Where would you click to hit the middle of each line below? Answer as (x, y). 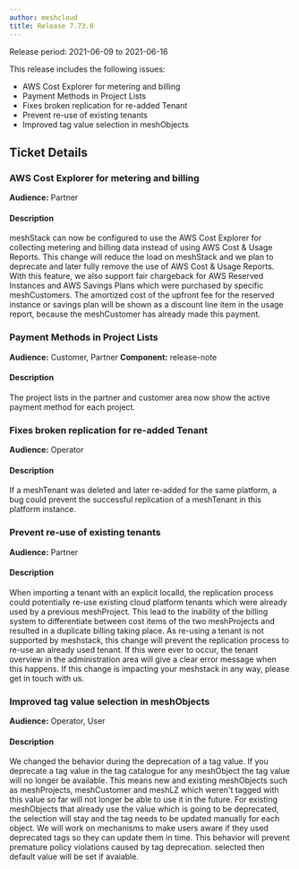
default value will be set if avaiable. (74, 856)
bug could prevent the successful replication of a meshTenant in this (136, 500)
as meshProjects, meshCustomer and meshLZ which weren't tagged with (144, 790)
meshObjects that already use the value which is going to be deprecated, (144, 809)
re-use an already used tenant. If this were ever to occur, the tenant (134, 649)
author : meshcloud (43, 17)
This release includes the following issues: (87, 69)
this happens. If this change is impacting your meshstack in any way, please (149, 668)
